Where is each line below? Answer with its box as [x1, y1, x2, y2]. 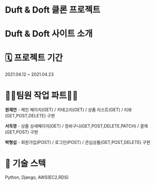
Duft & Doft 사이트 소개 [5, 28, 93, 39]
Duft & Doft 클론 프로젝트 [5, 4, 100, 15]
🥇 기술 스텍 [5, 158, 46, 169]
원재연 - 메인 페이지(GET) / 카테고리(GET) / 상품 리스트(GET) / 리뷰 [5, 107, 132, 113]
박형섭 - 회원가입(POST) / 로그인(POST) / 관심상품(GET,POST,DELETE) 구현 [5, 140, 151, 145]
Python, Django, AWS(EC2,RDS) [5, 174, 69, 180]
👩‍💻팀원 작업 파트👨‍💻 [5, 90, 78, 101]
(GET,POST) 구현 [5, 129, 38, 135]
